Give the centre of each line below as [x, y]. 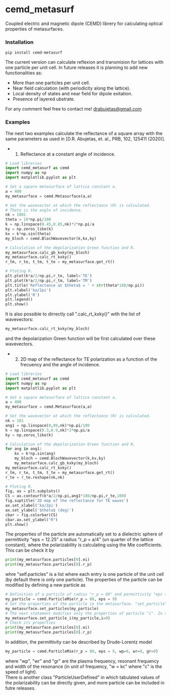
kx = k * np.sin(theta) [28, 234]
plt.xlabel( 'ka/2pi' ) [28, 290]
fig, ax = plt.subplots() [33, 491]
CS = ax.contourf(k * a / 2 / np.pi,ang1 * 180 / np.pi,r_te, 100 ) [66, 496]
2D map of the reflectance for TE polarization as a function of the [89, 359]
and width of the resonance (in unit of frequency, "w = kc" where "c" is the [84, 666]
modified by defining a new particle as [45, 585]
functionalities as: [24, 73]
